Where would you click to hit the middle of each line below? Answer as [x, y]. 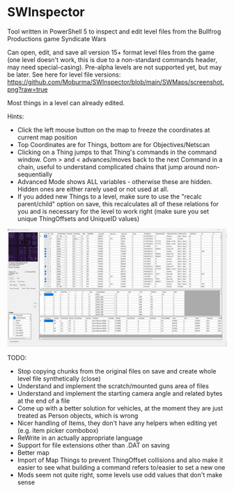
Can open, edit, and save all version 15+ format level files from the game [111, 52]
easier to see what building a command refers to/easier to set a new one [121, 467]
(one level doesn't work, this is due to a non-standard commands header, [112, 59]
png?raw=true [28, 89]
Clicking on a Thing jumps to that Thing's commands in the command [117, 152]
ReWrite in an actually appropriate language [80, 438]
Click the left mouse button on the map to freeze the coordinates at [114, 130]
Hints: [16, 116]
